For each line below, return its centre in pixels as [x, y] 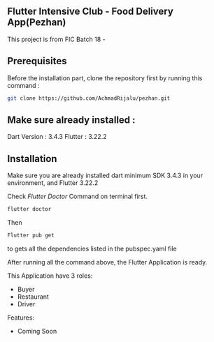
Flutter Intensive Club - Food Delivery [90, 12]
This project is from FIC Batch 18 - [57, 39]
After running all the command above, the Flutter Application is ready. [107, 262]
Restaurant [33, 297]
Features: [21, 318]
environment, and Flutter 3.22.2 [53, 183]
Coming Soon [37, 331]
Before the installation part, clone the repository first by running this [105, 78]
